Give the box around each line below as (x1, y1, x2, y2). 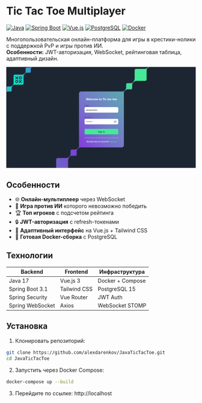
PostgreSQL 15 (97, 285, 136, 292)
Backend (20, 268, 43, 276)
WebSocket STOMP (97, 302, 147, 309)
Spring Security (8, 294, 47, 301)
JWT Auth (97, 294, 123, 301)
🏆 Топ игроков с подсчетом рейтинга (14, 209, 114, 216)
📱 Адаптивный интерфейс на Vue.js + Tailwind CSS (14, 226, 148, 234)
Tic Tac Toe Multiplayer (6, 4, 126, 18)
